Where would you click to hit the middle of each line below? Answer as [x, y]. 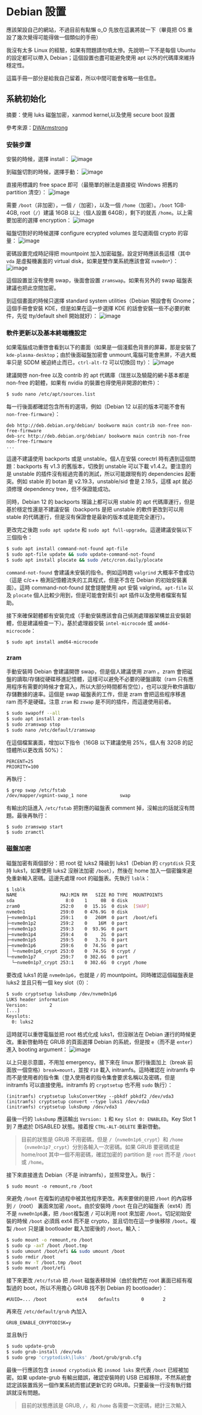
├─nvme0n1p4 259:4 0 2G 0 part [67, 934]
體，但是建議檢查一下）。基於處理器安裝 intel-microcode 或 [80, 623]
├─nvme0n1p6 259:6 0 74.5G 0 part [67, 946]
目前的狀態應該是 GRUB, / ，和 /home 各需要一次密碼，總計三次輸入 [104, 1405]
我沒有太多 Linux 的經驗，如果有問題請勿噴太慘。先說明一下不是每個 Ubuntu [101, 50]
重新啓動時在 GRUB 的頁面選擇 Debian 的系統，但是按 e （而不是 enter [103, 1042]
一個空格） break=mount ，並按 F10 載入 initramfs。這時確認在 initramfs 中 [106, 1070]
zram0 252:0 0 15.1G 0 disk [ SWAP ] [78, 906]
